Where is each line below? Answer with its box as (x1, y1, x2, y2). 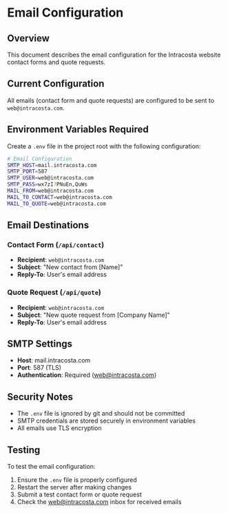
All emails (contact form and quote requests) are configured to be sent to (7, 96, 215, 104)
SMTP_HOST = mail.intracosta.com (7, 162, 97, 168)
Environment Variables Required (7, 124, 149, 135)
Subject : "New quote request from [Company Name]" (17, 311, 170, 319)
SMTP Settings (7, 338, 73, 349)
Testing (7, 444, 41, 456)
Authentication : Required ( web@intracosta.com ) (17, 371, 157, 379)
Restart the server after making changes (17, 483, 132, 492)
